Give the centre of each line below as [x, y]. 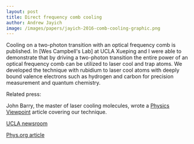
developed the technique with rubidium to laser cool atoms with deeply [93, 70]
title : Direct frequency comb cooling [54, 17]
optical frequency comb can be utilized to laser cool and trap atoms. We [94, 64]
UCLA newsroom [27, 124]
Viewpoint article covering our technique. [57, 112]
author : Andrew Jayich [34, 23]
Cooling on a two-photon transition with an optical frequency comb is [91, 45]
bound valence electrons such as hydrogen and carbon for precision [90, 76]
